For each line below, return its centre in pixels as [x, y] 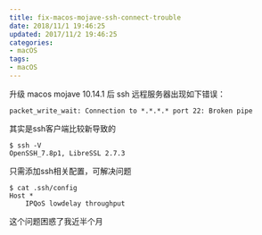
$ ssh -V [25, 145]
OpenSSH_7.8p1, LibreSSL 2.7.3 [67, 153]
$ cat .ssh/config [43, 188]
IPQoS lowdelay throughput [75, 203]
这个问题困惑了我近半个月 [56, 221]
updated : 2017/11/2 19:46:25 [63, 34]
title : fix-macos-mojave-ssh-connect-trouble [95, 17]
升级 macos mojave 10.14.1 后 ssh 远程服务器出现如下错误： [117, 94]
